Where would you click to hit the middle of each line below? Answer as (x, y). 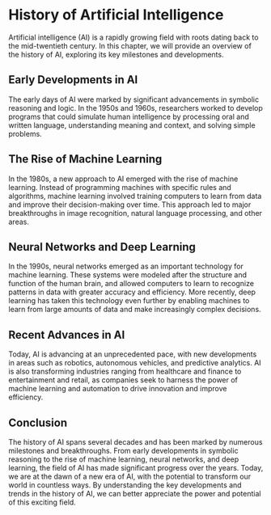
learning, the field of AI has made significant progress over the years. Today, (136, 468)
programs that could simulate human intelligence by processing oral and (129, 116)
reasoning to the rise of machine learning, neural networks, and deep (124, 459)
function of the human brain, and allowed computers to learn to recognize (131, 284)
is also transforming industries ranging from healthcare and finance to (125, 371)
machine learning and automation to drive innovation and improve (118, 389)
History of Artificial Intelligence (116, 15)
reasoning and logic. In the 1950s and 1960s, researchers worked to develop (135, 108)
